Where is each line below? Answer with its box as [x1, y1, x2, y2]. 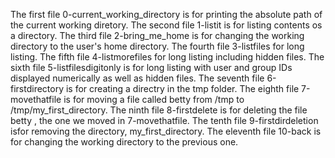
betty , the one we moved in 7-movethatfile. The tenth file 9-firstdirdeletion [10, 115, 319, 126]
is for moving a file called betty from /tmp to [63, 94, 245, 105]
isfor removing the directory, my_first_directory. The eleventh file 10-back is [10, 125, 322, 137]
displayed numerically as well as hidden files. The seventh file [10, 72, 265, 84]
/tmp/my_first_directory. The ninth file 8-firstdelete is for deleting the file [10, 104, 308, 116]
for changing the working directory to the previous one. [10, 136, 239, 148]
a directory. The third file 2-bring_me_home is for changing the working [10, 30, 305, 41]
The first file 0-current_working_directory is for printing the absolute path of [10, 9, 323, 20]
